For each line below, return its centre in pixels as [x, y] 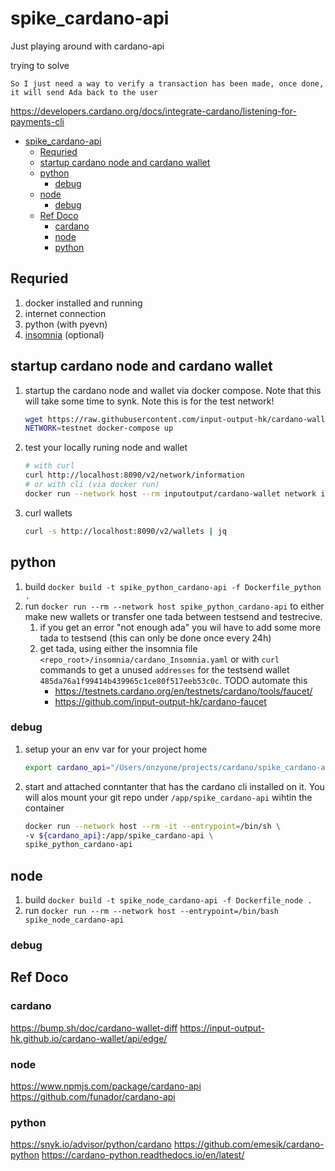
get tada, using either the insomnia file [118, 648]
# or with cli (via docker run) [92, 485]
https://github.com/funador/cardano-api [93, 1097]
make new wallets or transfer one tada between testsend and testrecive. [173, 616]
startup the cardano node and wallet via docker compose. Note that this [173, 390]
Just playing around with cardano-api [87, 46]
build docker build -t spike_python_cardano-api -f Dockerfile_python [173, 586]
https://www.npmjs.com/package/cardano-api [106, 1086]
